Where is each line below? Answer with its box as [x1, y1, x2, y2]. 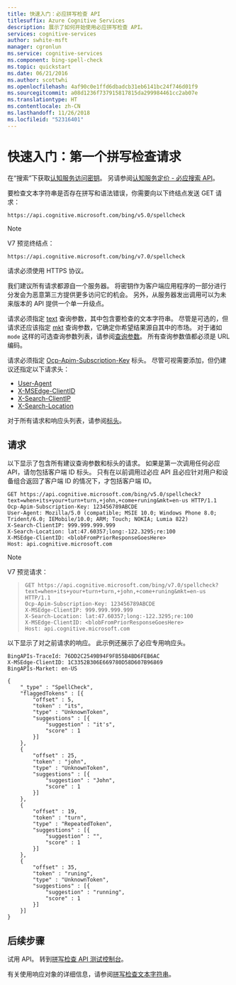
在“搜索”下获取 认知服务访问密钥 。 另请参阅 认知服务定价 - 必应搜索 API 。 [7, 173, 219, 182]
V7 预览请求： [7, 568, 48, 576]
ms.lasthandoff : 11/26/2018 [7, 109, 91, 116]
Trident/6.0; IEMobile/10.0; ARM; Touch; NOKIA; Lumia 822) [7, 516, 189, 523]
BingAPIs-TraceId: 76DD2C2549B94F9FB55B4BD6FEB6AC [7, 653, 160, 660]
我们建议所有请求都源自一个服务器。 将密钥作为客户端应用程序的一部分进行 [7, 281, 227, 290]
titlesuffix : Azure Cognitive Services [7, 17, 125, 24]
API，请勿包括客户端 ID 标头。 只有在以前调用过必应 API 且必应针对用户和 [7, 468, 223, 476]
